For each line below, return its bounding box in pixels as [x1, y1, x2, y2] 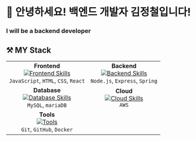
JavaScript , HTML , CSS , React [9, 76, 85, 84]
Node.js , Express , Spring [90, 76, 158, 84]
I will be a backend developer [6, 27, 91, 35]
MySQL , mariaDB [27, 101, 67, 109]
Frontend [34, 61, 61, 70]
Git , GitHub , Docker [21, 125, 73, 133]
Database [33, 86, 61, 94]
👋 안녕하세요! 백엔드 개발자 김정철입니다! [6, 5, 191, 19]
